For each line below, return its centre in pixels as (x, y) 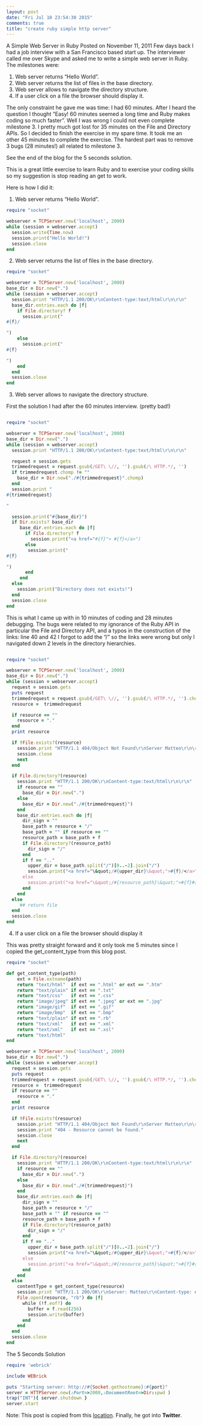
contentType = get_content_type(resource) (71, 1287)
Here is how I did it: (30, 188)
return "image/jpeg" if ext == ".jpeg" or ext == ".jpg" (90, 1001)
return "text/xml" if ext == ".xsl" (66, 1029)
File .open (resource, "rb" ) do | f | (60, 1298)
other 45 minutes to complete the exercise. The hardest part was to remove (100, 140)
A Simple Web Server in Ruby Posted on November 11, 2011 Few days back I (100, 46)
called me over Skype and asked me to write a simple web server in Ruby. (98, 59)
